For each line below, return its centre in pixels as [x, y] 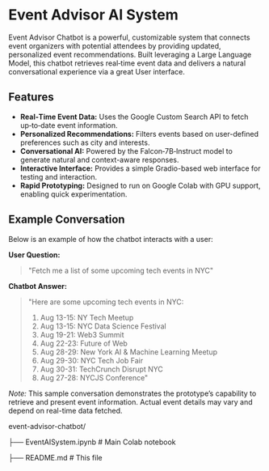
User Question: [34, 255]
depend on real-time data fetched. [65, 410]
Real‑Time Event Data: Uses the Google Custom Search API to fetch [134, 117]
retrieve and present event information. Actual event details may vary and [130, 401]
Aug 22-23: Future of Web [84, 343]
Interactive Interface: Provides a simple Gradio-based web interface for [140, 168]
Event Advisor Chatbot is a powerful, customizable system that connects [129, 37]
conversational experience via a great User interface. [97, 71]
